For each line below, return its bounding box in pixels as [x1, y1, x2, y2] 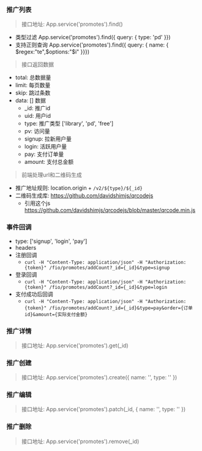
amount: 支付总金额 [24, 158, 74, 166]
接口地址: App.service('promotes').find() [21, 20, 123, 28]
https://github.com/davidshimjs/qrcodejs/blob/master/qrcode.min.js [24, 207, 196, 214]
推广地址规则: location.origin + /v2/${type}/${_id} [15, 184, 143, 191]
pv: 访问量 [24, 128, 50, 135]
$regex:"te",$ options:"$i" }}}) [15, 48, 90, 56]
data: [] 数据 [15, 97, 46, 104]
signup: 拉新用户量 [24, 135, 72, 142]
